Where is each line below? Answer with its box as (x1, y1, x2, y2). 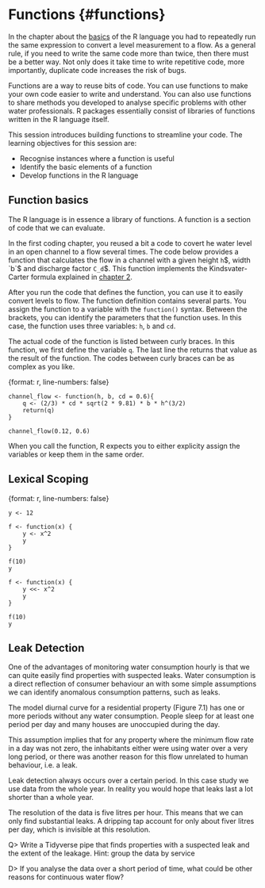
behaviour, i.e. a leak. (8, 760, 78, 770)
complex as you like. (8, 362, 75, 371)
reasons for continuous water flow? (8, 872, 125, 882)
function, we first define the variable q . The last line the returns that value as (8, 345, 258, 354)
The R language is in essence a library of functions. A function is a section (8, 214, 252, 224)
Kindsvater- (209, 263, 248, 273)
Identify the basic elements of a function (19, 162, 152, 171)
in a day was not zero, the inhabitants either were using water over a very (8, 744, 248, 753)
